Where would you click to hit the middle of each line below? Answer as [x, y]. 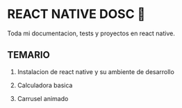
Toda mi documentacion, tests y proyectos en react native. [91, 33]
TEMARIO [28, 55]
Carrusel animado [43, 98]
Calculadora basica [45, 85]
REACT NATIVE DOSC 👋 [76, 14]
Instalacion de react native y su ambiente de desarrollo [96, 71]
